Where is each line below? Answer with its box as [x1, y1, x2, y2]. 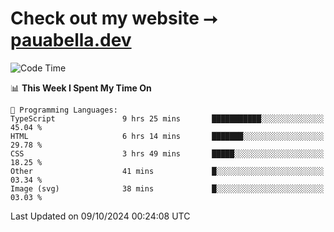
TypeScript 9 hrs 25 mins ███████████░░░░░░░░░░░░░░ [10, 113, 325, 124]
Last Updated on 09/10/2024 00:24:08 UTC [10, 210, 191, 222]
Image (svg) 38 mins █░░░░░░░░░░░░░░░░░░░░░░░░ [10, 183, 325, 194]
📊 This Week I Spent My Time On [10, 82, 152, 94]
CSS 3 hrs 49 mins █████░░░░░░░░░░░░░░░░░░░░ [10, 148, 325, 159]
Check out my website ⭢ [10, 7, 218, 30]
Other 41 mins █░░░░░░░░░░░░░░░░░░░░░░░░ [10, 166, 325, 176]
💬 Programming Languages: [10, 105, 118, 115]
